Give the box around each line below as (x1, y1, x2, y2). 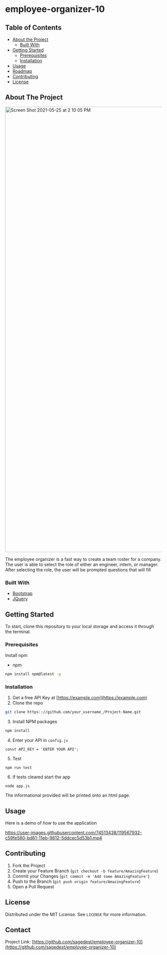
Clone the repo (12, 700, 43, 706)
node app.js (5, 784, 30, 789)
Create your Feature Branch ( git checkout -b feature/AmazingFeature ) (12, 867, 159, 874)
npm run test (5, 765, 32, 770)
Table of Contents (5, 23, 62, 32)
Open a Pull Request (12, 883, 55, 889)
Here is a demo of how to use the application (5, 820, 97, 826)
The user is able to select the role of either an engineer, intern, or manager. (5, 561, 159, 567)
